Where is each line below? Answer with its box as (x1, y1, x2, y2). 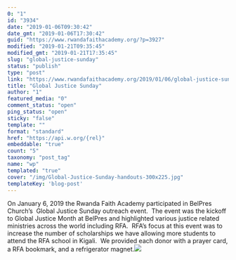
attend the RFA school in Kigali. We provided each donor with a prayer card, (7, 237, 228, 245)
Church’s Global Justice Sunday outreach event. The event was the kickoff (7, 207, 227, 215)
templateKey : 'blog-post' (7, 180, 83, 187)
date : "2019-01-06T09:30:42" (7, 23, 93, 30)
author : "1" (7, 89, 42, 96)
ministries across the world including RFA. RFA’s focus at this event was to (7, 222, 223, 230)
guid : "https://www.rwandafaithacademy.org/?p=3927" (7, 37, 165, 44)
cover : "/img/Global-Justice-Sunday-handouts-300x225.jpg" (7, 174, 184, 181)
